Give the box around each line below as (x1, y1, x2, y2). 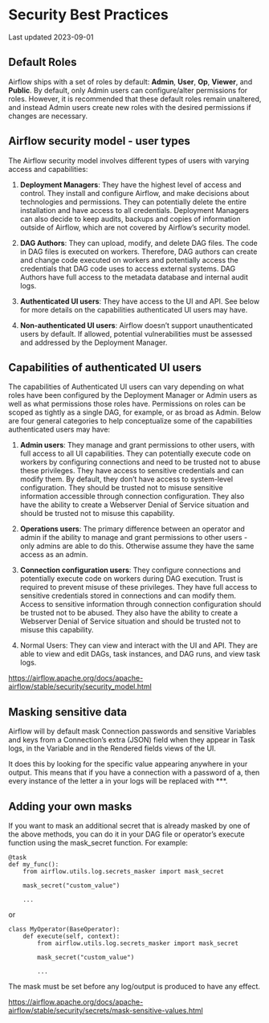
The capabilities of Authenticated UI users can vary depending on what (8, 382, 244, 391)
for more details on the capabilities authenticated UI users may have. (19, 305, 248, 314)
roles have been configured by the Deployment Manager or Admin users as (8, 391, 258, 400)
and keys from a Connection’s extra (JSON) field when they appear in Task (8, 735, 255, 745)
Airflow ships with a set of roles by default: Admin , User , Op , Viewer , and (8, 76, 253, 86)
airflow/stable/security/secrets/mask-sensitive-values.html (8, 1006, 203, 1015)
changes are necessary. (8, 111, 88, 121)
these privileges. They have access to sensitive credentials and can (19, 466, 244, 476)
